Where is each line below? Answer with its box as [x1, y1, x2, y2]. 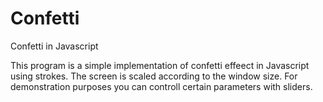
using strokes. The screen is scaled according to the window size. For [10, 70, 298, 82]
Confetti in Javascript [10, 40, 99, 52]
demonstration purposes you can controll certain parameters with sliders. [10, 80, 313, 92]
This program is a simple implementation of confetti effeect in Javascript [10, 59, 310, 71]
